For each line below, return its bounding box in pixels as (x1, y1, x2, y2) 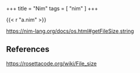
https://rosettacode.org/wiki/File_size (6, 60, 97, 67)
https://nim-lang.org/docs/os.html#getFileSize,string (6, 27, 134, 34)
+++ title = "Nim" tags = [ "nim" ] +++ (6, 5, 99, 12)
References (6, 44, 50, 54)
